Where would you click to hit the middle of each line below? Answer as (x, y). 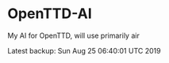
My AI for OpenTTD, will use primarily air (73, 35)
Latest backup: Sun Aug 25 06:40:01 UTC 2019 (84, 50)
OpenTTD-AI (50, 14)
